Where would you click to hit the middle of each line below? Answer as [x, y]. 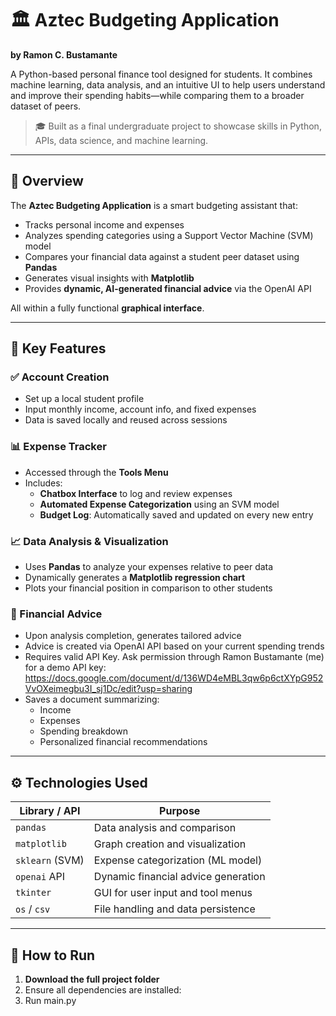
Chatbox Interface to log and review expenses [136, 493]
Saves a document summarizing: [92, 699]
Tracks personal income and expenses [104, 224]
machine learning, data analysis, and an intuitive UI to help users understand [168, 84]
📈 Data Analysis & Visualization [89, 541]
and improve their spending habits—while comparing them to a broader [157, 95]
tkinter [33, 893]
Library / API [50, 811]
